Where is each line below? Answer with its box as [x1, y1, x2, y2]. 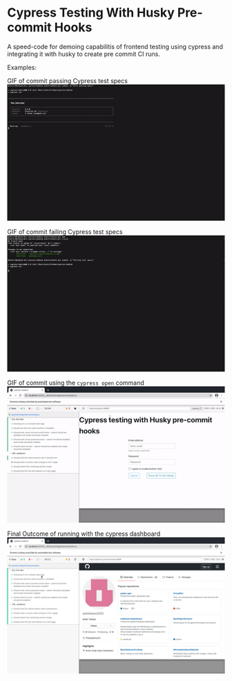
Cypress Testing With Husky [7, 5, 175, 21]
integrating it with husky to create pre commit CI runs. [7, 50, 160, 58]
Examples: [7, 63, 37, 71]
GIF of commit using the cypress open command [7, 379, 145, 387]
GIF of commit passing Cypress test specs [7, 76, 128, 84]
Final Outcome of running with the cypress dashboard [7, 529, 161, 538]
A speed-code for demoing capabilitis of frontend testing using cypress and [7, 42, 223, 51]
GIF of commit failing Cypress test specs [7, 227, 123, 236]
